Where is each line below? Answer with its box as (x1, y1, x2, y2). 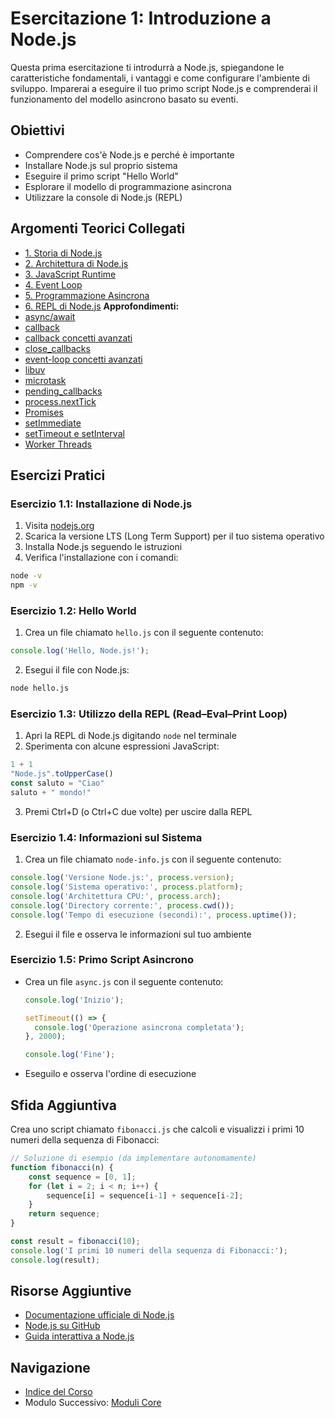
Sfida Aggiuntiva (10, 1097, 117, 1114)
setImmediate (24, 417, 82, 429)
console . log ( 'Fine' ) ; (24, 1050, 116, 1060)
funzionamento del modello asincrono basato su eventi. (10, 93, 239, 105)
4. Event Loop (24, 278, 83, 291)
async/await (24, 310, 76, 322)
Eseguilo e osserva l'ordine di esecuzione (24, 1068, 197, 1080)
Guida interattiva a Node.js (24, 1330, 135, 1342)
